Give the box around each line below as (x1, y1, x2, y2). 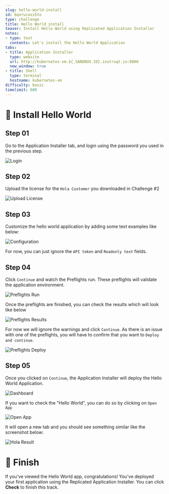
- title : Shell (5, 69, 37, 74)
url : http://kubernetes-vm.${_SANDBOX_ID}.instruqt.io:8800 (10, 59, 139, 64)
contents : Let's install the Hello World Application (10, 40, 125, 45)
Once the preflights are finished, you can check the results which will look (5, 301, 159, 307)
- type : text (5, 36, 33, 41)
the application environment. (5, 281, 65, 288)
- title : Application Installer (5, 50, 73, 55)
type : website (10, 54, 39, 60)
